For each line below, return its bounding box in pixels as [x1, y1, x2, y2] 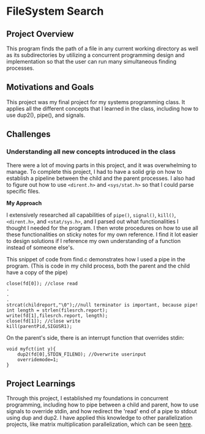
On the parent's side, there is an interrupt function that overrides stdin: [6, 334, 185, 341]
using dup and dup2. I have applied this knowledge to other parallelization [6, 414, 193, 422]
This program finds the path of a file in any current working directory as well [6, 45, 199, 52]
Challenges [6, 129, 51, 140]
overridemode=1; [17, 356, 59, 362]
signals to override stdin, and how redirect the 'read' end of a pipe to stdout [6, 408, 197, 415]
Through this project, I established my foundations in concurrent [6, 395, 169, 402]
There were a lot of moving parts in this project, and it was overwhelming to [6, 161, 197, 169]
